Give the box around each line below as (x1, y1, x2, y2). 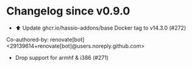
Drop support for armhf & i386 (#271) (15, 54, 108, 61)
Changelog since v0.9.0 (6, 4, 130, 18)
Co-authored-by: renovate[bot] (6, 36, 85, 43)
